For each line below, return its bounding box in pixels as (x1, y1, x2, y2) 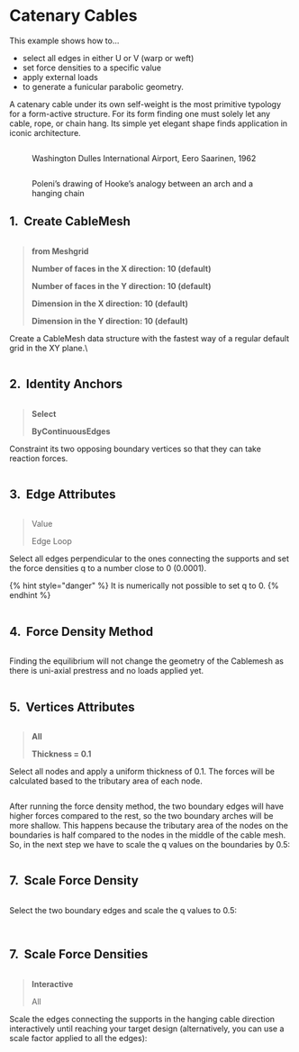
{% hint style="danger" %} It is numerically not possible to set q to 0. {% (9, 580, 279, 591)
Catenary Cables (9, 5, 138, 26)
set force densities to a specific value (22, 62, 162, 73)
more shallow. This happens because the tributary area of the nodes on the (9, 821, 289, 830)
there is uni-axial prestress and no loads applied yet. (9, 666, 204, 676)
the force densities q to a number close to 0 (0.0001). (9, 563, 207, 574)
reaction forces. (9, 452, 68, 464)
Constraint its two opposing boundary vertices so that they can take (9, 443, 261, 454)
